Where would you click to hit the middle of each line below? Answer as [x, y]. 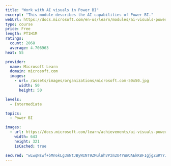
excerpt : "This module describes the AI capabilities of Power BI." [79, 15]
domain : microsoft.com [34, 71]
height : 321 [27, 141]
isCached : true [31, 146]
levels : [13, 99]
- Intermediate [26, 104]
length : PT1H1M [21, 34]
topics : [13, 113]
